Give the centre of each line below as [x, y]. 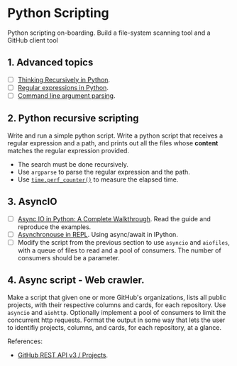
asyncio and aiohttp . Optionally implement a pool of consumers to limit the [117, 312]
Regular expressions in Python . [63, 87]
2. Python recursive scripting [73, 118]
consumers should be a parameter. [69, 257]
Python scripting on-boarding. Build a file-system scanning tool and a [109, 33]
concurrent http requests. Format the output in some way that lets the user [116, 320]
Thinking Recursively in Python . [64, 79]
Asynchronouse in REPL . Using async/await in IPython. [98, 234]
